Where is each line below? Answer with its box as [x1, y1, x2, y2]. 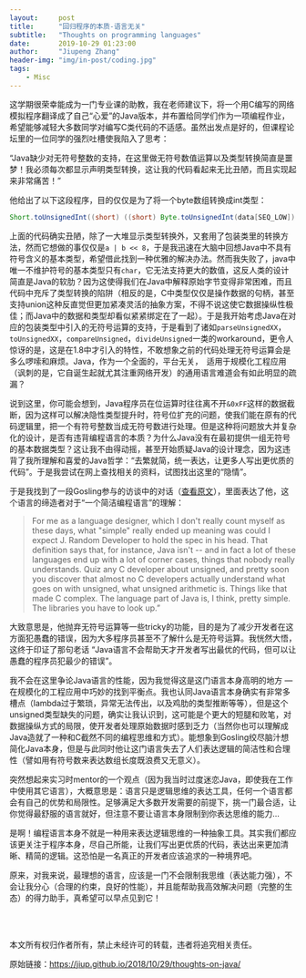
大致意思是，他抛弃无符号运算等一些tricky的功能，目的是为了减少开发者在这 [9, 621, 294, 632]
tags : [9, 65, 30, 74]
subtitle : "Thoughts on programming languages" [9, 30, 202, 39]
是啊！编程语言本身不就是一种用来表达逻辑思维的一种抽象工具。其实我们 [9, 827, 280, 839]
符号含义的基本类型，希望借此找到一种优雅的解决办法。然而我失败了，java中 [9, 252, 296, 264]
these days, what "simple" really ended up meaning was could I [31, 525, 270, 536]
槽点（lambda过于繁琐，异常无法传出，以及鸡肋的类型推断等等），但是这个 [9, 697, 289, 708]
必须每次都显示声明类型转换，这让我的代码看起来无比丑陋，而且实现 [33, 163, 289, 174]
